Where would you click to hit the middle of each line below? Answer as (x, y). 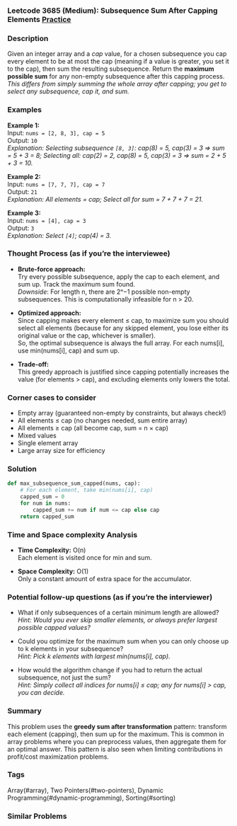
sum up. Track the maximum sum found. (76, 284)
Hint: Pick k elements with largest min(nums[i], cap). (94, 656)
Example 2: (24, 176)
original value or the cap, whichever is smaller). (86, 335)
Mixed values (37, 436)
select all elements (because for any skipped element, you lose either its (123, 328)
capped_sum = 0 (42, 497)
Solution (22, 469)
